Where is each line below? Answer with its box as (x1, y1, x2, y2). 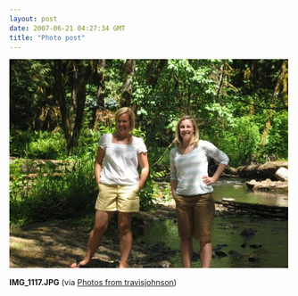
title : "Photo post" (9, 33, 87, 42)
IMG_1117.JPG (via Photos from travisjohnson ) (9, 277, 177, 288)
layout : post (9, 14, 58, 23)
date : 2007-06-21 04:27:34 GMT (9, 23, 126, 33)
